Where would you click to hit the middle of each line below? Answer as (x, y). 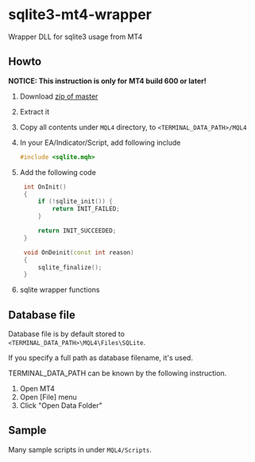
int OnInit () (45, 187)
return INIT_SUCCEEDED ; (77, 231)
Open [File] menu (48, 397)
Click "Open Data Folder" (61, 406)
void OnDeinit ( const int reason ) (79, 252)
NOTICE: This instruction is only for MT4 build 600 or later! (107, 80)
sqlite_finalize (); (70, 267)
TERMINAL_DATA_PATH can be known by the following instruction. (118, 373)
